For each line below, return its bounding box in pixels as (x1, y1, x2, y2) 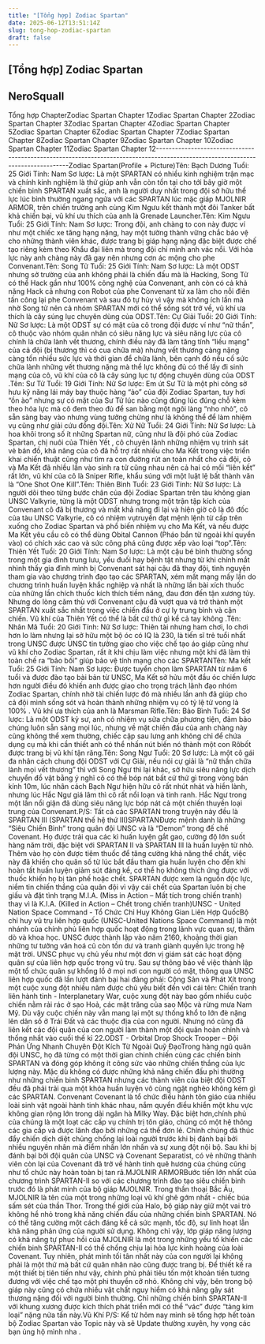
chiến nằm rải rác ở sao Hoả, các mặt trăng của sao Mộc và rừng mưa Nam (8, 1000, 252, 1009)
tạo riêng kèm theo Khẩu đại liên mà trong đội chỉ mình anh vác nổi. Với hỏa (8, 245, 254, 254)
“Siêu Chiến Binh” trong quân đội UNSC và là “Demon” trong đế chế (8, 824, 229, 833)
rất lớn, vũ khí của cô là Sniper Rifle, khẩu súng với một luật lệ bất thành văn (8, 471, 255, 481)
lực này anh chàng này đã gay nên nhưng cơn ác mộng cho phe (8, 253, 215, 263)
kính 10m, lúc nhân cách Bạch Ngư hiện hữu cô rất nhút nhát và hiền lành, (8, 782, 248, 791)
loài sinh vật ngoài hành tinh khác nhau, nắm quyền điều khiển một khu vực (8, 1101, 254, 1110)
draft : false (8, 33, 51, 42)
